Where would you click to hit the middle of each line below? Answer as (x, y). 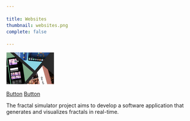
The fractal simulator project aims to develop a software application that (95, 105)
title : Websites (26, 19)
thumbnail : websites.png (37, 25)
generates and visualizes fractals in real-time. (63, 112)
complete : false (26, 32)
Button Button (23, 94)
